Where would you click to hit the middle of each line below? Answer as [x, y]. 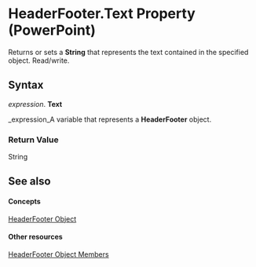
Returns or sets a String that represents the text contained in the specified [128, 52]
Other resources [35, 237]
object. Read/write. [39, 60]
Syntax [26, 85]
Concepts [24, 202]
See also [29, 181]
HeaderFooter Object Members [59, 254]
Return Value [33, 140]
